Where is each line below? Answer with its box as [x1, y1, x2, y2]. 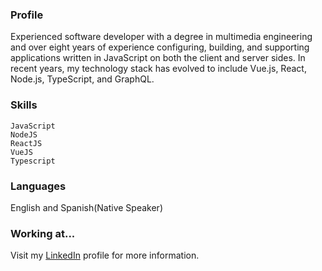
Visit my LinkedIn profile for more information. [10, 249, 200, 262]
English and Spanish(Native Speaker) [10, 201, 163, 213]
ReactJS [10, 138, 43, 148]
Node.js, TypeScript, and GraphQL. [10, 73, 155, 85]
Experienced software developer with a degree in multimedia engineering [10, 31, 313, 43]
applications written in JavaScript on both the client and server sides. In [10, 52, 306, 64]
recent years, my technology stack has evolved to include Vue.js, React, [10, 63, 307, 75]
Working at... [10, 226, 76, 240]
